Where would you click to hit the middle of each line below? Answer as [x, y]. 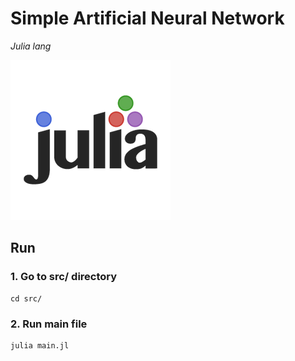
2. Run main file [49, 324]
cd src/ [26, 298]
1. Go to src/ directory [64, 277]
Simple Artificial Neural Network [147, 18]
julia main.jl [40, 345]
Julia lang [31, 46]
